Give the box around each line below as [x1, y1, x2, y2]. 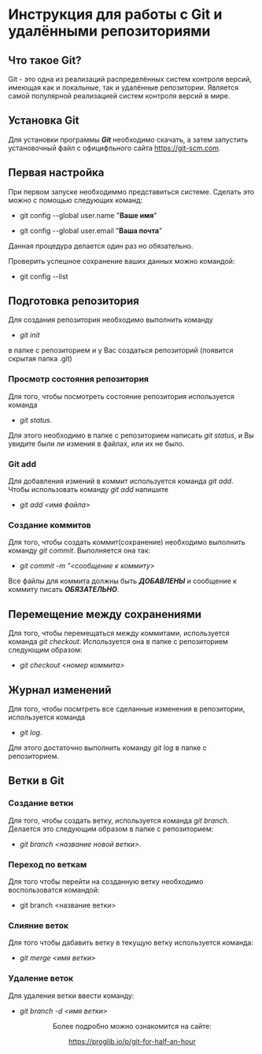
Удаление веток [8, 973, 73, 984]
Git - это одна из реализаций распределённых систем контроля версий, [8, 75, 252, 83]
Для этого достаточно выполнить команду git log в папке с [8, 742, 207, 753]
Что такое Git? [8, 54, 82, 67]
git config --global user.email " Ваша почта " [19, 226, 163, 235]
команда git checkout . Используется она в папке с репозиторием [8, 637, 228, 646]
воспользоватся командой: [8, 885, 100, 894]
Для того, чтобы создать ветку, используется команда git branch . [8, 815, 230, 825]
